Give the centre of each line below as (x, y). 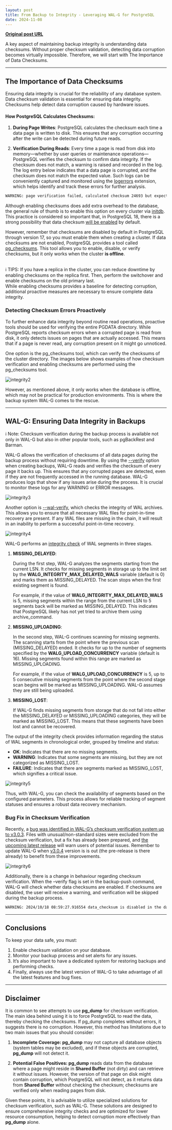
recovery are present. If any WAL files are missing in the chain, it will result (84, 519)
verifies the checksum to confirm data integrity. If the (95, 159)
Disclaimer (23, 998)
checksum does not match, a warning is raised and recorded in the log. (88, 165)
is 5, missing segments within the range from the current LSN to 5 (82, 601)
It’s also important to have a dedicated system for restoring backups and (89, 961)
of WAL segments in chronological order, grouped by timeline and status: (82, 742)
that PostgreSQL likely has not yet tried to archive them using (77, 612)
